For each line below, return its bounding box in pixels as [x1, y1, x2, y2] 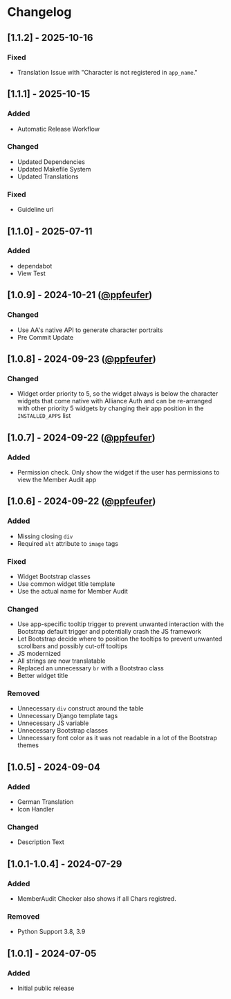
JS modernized [17, 650, 61, 658]
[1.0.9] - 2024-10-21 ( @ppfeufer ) [7, 289, 153, 301]
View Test [17, 269, 46, 277]
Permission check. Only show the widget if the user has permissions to [17, 468, 220, 476]
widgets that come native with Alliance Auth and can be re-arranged [17, 397, 212, 405]
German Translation [17, 798, 74, 806]
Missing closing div [17, 532, 73, 540]
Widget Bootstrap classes [17, 572, 91, 580]
